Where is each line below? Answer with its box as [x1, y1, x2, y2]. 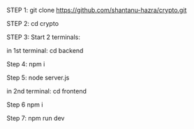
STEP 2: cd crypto [6, 20, 59, 27]
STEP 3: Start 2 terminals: [6, 33, 81, 41]
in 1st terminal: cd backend [6, 47, 84, 54]
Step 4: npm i [6, 60, 45, 68]
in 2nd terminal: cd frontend [6, 87, 87, 95]
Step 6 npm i [6, 100, 43, 109]
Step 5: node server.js [6, 73, 70, 82]
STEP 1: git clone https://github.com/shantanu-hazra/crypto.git [6, 6, 187, 14]
